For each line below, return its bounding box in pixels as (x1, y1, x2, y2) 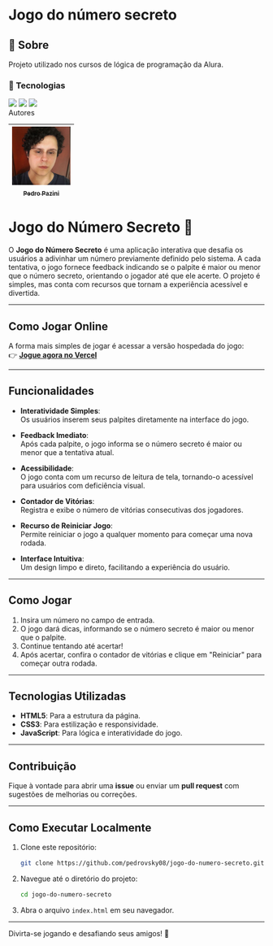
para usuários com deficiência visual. (19, 480, 145, 490)
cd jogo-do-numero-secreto (19, 890, 112, 899)
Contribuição (8, 759, 77, 773)
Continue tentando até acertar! (19, 640, 123, 651)
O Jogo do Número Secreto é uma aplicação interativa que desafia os (8, 245, 244, 255)
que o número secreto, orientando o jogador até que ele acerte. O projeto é (8, 271, 261, 281)
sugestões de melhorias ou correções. (8, 790, 137, 800)
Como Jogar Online (8, 319, 108, 333)
